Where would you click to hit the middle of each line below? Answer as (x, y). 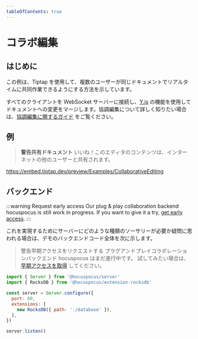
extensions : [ (29, 304)
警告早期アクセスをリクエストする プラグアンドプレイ (86, 251)
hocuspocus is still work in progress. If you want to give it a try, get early (95, 212)
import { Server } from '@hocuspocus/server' (63, 277)
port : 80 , (23, 298)
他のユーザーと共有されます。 (77, 160)
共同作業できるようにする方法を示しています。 (78, 89)
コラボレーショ (169, 251)
